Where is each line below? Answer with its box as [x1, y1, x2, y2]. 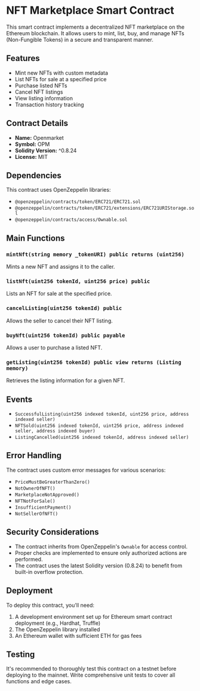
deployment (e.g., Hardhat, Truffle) [14, 619, 101, 626]
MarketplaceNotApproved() [14, 492, 79, 497]
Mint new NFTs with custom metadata [14, 69, 109, 76]
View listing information [14, 94, 73, 102]
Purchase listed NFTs [14, 82, 67, 89]
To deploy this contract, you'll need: [6, 601, 94, 609]
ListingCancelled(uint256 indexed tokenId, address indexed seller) [14, 434, 189, 441]
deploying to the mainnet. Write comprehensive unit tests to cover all [6, 671, 176, 678]
